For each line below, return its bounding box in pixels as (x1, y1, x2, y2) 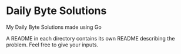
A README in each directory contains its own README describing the (6, 35, 175, 42)
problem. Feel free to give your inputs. (6, 41, 99, 48)
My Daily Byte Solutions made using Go (6, 23, 102, 31)
